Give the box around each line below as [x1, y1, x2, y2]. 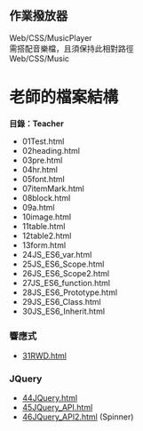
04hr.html [21, 164, 58, 175]
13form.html [21, 239, 67, 251]
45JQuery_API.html [21, 403, 93, 413]
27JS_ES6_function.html [21, 277, 111, 288]
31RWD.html [21, 350, 67, 362]
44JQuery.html [21, 393, 78, 403]
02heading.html [21, 145, 80, 156]
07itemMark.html [21, 183, 84, 194]
